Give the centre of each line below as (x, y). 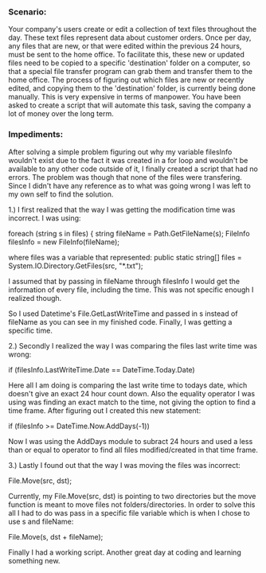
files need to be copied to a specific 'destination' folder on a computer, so (129, 63)
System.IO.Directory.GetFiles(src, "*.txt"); (76, 266)
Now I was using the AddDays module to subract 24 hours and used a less (131, 441)
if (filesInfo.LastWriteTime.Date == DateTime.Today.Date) (102, 369)
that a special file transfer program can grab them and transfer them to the (131, 72)
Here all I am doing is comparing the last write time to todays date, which (128, 385)
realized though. (35, 298)
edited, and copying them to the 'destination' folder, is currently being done (132, 88)
